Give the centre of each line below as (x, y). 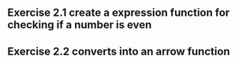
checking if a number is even (80, 25)
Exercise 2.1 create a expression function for (119, 13)
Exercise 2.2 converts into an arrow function (119, 51)
